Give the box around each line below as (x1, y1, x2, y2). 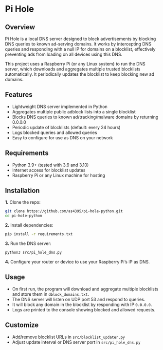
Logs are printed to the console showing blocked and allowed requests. (12, 306, 156, 312)
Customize (5, 321, 39, 329)
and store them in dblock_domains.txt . (12, 291, 89, 297)
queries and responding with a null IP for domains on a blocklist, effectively (5, 46, 156, 52)
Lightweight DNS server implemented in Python (12, 104, 108, 109)
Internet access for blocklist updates (12, 167, 86, 173)
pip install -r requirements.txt (5, 232, 73, 237)
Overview (5, 23, 36, 31)
